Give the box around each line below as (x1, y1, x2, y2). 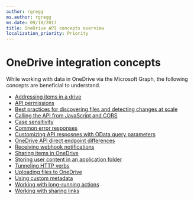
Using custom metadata (14, 175, 73, 182)
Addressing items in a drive (14, 93, 82, 100)
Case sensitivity (14, 119, 54, 126)
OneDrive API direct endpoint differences (14, 137, 115, 145)
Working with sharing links (14, 187, 80, 195)
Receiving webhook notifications (14, 143, 95, 150)
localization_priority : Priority (6, 31, 89, 37)
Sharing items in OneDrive (14, 150, 79, 157)
